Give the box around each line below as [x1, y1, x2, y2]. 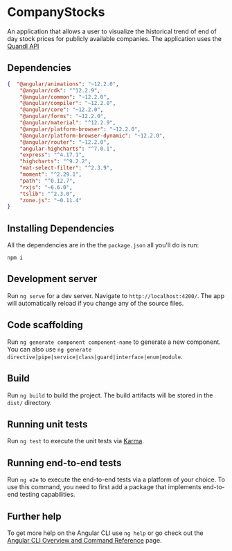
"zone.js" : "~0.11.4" [19, 197, 82, 204]
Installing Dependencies [7, 222, 114, 234]
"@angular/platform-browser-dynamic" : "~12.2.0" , [19, 132, 166, 139]
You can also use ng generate [7, 345, 92, 353]
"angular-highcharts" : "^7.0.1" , [19, 145, 116, 152]
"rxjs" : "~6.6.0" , [19, 183, 73, 191]
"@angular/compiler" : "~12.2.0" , [19, 100, 116, 107]
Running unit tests [7, 418, 88, 430]
